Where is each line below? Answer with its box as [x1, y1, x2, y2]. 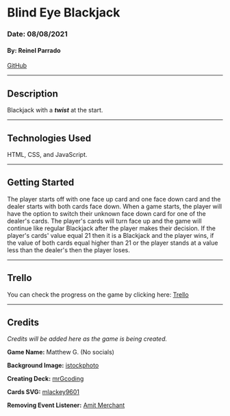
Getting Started [7, 177, 75, 188]
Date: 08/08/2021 [7, 29, 68, 39]
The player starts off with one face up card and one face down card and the [7, 195, 221, 203]
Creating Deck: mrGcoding [7, 375, 84, 383]
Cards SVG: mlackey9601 [7, 388, 80, 396]
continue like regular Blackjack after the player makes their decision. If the [7, 224, 216, 232]
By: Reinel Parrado [7, 46, 61, 54]
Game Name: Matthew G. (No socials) [7, 348, 115, 356]
